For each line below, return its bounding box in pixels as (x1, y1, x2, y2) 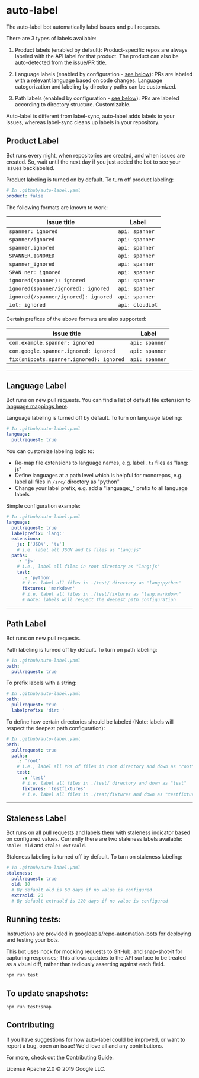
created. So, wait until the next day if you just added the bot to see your (6, 158, 181, 165)
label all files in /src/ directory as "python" (14, 478, 120, 485)
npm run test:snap (6, 1004, 52, 1010)
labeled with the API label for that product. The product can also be (14, 52, 179, 59)
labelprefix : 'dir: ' (11, 708, 65, 714)
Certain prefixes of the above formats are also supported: (6, 315, 147, 322)
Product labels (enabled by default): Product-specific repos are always (14, 46, 188, 54)
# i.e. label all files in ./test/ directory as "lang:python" (21, 580, 182, 586)
